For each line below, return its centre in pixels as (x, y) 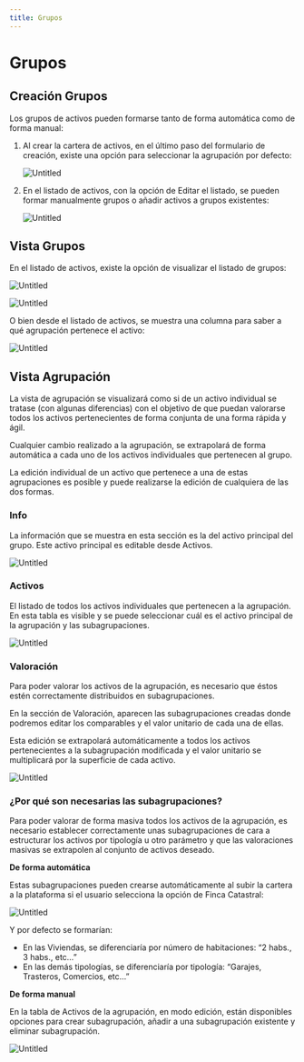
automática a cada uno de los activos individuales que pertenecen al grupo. (151, 455)
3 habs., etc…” (49, 957)
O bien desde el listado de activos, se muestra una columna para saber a (146, 321)
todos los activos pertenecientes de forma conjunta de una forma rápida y (148, 418)
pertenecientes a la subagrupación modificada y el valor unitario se (135, 750)
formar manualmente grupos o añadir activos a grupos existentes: (146, 200)
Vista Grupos (48, 246)
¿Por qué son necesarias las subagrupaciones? (116, 801)
